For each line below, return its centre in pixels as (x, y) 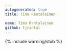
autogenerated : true (26, 10)
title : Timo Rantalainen (30, 14)
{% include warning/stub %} (34, 42)
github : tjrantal (23, 27)
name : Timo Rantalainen (29, 23)
